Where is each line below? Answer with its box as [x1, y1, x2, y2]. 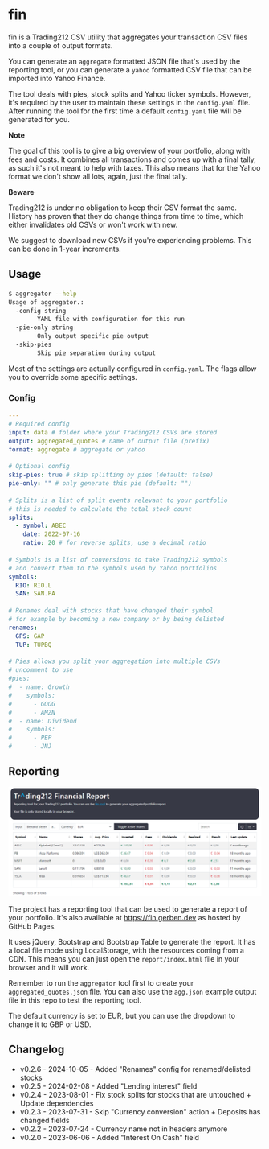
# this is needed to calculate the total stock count [8, 504, 193, 513]
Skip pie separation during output [37, 348, 157, 357]
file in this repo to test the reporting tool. [8, 995, 142, 1005]
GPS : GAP [15, 632, 45, 640]
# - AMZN [8, 708, 56, 717]
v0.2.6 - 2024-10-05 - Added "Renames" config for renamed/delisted [19, 1064, 251, 1073]
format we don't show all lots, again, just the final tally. [8, 171, 189, 181]
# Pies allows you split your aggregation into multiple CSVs [8, 657, 221, 665]
